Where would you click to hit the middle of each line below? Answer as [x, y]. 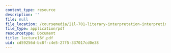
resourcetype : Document [31, 33]
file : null [17, 19]
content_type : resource [31, 10]
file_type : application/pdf [35, 29]
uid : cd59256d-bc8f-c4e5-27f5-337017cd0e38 [52, 43]
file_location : [21, 24]
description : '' [22, 15]
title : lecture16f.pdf [29, 38]
